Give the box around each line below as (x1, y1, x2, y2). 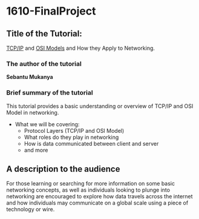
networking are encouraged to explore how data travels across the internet (6, 193, 193, 200)
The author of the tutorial (6, 59, 82, 68)
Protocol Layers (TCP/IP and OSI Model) (24, 127, 125, 134)
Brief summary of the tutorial (6, 89, 93, 97)
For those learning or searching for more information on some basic (6, 180, 175, 187)
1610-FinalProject (6, 4, 96, 18)
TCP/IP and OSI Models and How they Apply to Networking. (6, 44, 155, 52)
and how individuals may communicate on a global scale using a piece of (6, 199, 189, 207)
